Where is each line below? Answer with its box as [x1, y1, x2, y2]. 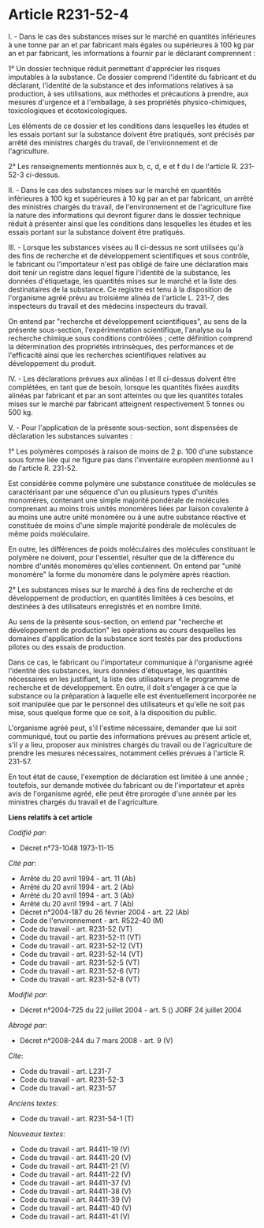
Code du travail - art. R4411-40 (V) [19, 1203, 132, 1212]
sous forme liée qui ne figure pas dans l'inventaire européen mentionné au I [8, 454, 254, 464]
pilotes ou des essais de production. [8, 642, 126, 651]
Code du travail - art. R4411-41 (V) [19, 1211, 130, 1221]
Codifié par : [8, 827, 47, 837]
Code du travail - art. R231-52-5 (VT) [19, 958, 140, 967]
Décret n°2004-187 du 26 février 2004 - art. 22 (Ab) [19, 907, 190, 917]
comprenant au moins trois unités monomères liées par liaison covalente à [8, 503, 250, 513]
